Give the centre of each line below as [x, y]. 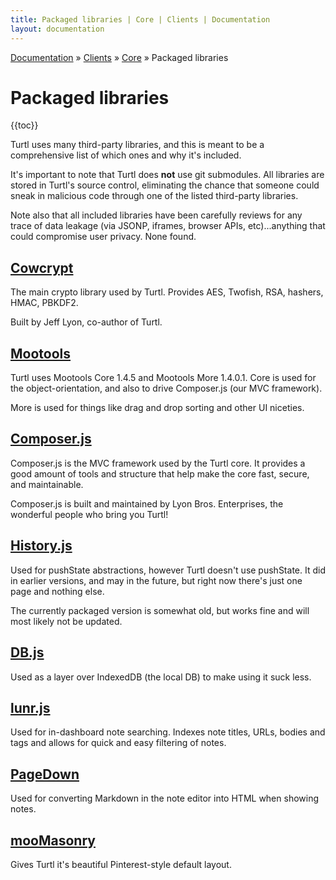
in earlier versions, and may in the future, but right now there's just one [156, 580]
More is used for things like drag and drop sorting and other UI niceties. [157, 408]
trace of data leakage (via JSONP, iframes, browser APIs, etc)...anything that [168, 226]
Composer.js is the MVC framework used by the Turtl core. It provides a [158, 463]
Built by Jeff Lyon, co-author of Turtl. [86, 322]
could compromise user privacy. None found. [103, 237]
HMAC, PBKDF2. [44, 303]
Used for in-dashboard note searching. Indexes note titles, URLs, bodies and [168, 732]
